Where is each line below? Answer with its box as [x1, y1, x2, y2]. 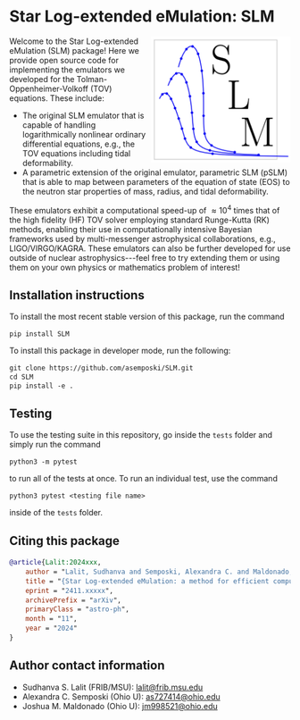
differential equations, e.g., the [21, 138, 136, 149]
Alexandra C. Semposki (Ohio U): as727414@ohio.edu [21, 691, 221, 702]
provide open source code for [9, 54, 119, 65]
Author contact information [9, 658, 165, 674]
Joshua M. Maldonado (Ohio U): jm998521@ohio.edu [21, 700, 219, 711]
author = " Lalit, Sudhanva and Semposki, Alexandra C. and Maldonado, [25, 567, 294, 576]
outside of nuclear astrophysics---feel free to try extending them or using [9, 252, 280, 263]
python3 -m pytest [9, 457, 78, 466]
